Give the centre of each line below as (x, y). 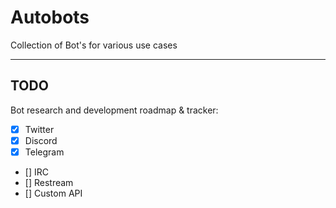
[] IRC (36, 172)
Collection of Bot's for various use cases (94, 45)
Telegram (44, 152)
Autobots (50, 17)
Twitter (39, 129)
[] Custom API (53, 193)
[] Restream (49, 182)
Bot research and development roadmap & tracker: (114, 110)
